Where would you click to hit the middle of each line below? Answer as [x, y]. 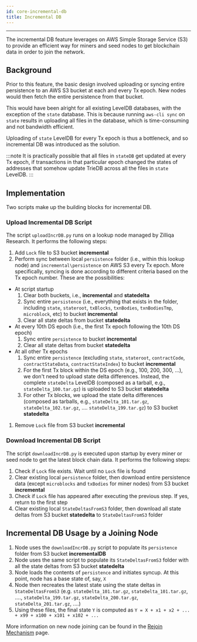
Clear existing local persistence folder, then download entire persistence [102, 477]
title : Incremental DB [34, 17]
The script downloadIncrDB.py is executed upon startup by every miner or [94, 453]
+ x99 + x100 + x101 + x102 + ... [57, 615]
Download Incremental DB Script [53, 441]
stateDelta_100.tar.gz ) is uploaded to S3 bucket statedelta [96, 389]
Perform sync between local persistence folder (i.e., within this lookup [99, 259]
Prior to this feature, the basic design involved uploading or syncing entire [95, 84]
